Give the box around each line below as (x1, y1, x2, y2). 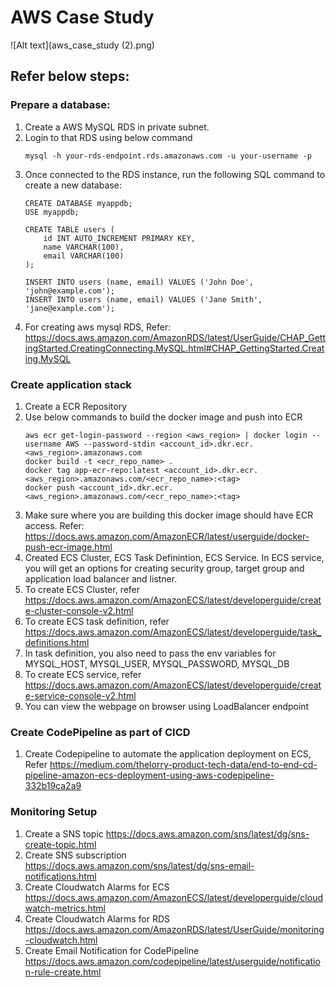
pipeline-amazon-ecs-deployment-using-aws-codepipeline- (24, 769, 275, 781)
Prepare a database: (10, 98, 111, 112)
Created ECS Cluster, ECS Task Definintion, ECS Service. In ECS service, (24, 551, 325, 563)
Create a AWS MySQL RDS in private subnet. (24, 121, 210, 133)
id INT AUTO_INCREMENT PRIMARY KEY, (43, 233, 196, 243)
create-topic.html (24, 838, 97, 850)
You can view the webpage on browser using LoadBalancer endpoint (24, 700, 310, 712)
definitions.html (24, 636, 90, 648)
